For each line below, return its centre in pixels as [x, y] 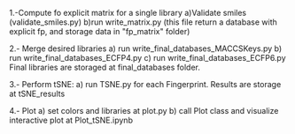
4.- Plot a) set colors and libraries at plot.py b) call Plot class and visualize [144, 111]
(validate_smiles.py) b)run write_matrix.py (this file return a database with [143, 22]
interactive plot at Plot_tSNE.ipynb [71, 120]
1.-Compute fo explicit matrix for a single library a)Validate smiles [128, 13]
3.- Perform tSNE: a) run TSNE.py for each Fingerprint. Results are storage [145, 84]
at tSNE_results [37, 93]
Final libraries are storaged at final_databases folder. [105, 67]
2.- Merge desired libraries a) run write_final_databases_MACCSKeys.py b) [146, 48]
